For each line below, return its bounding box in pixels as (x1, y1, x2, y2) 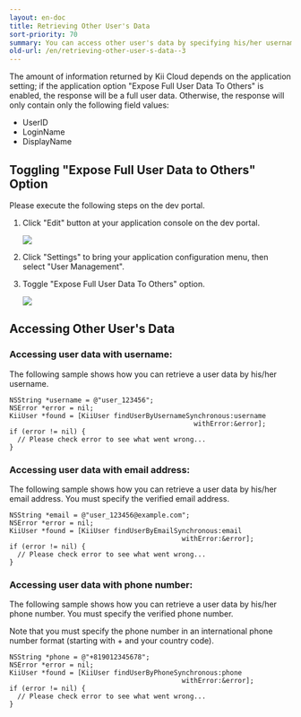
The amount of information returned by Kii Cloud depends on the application (9, 71, 291, 82)
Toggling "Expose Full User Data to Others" (9, 162, 256, 178)
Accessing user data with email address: (9, 463, 191, 476)
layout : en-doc (9, 13, 66, 22)
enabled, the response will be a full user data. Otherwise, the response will (9, 91, 285, 101)
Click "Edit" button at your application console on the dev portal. (21, 217, 261, 228)
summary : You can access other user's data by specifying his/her (9, 38, 262, 48)
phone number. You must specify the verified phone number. (9, 608, 234, 619)
